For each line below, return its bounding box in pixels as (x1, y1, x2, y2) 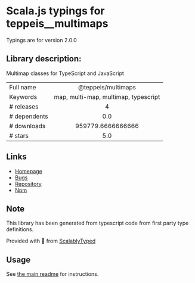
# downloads (9, 122, 46, 130)
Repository (14, 180, 42, 187)
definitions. (6, 226, 34, 233)
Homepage (14, 167, 43, 175)
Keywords (9, 92, 38, 101)
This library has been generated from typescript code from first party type (6, 219, 189, 227)
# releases (9, 102, 39, 111)
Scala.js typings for (6, 4, 105, 18)
